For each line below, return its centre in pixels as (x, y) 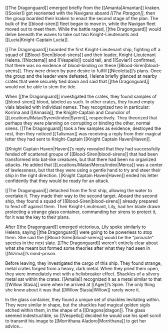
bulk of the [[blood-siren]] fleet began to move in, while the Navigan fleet (80, 24)
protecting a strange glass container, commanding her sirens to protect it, (81, 212)
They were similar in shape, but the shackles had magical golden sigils (78, 305)
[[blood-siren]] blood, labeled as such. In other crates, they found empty (80, 102)
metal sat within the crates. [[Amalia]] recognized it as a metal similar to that (83, 279)
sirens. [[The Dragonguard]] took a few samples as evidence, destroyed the (83, 128)
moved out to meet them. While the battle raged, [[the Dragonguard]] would (83, 29)
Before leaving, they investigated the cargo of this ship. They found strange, (83, 263)
